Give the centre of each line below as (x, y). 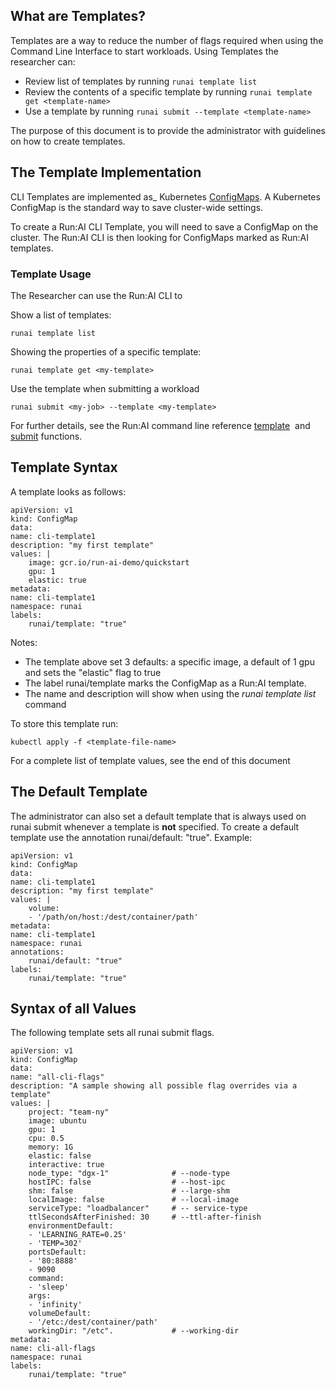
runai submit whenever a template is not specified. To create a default (155, 826)
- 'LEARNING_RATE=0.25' (78, 1235)
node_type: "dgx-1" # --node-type (129, 1174)
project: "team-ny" (69, 1112)
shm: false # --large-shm (129, 1191)
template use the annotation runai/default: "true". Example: (131, 837)
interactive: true (66, 1165)
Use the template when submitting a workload (105, 388)
